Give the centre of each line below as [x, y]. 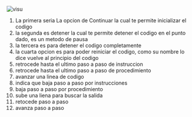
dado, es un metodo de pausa [52, 39]
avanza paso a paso [39, 108]
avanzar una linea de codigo [49, 77]
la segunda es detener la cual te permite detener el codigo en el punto [100, 33]
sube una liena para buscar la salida [59, 95]
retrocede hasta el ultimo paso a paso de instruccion [79, 64]
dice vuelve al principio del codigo [57, 58]
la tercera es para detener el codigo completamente [78, 45]
